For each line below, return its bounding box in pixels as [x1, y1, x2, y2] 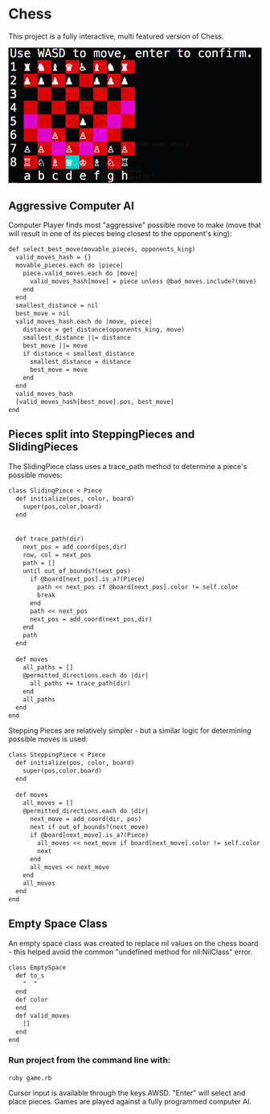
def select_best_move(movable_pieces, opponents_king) [8, 246, 196, 254]
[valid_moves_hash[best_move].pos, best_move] [15, 398, 174, 406]
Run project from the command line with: [8, 1054, 171, 1065]
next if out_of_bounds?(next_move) [29, 822, 149, 831]
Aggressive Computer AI [8, 198, 135, 213]
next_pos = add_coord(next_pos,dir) [29, 615, 153, 623]
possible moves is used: [8, 734, 88, 744]
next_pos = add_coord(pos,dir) [22, 543, 128, 551]
